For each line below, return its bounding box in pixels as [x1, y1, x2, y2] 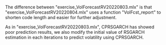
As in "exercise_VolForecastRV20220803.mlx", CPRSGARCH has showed [5, 24, 155, 30]
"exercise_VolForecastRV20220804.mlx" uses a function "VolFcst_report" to [5, 9, 162, 15]
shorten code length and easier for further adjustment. [5, 15, 117, 20]
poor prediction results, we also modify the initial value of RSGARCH [5, 29, 145, 35]
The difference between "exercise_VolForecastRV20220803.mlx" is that [5, 4, 153, 10]
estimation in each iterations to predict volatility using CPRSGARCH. [5, 34, 144, 40]
